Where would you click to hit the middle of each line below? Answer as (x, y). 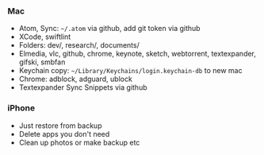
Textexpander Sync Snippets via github (83, 87)
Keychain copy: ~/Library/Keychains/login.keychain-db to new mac (130, 71)
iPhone (21, 108)
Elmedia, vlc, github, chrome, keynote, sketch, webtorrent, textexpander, (138, 54)
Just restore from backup (60, 126)
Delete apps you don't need (64, 134)
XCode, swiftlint (45, 37)
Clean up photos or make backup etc (79, 142)
